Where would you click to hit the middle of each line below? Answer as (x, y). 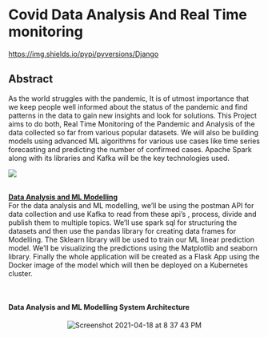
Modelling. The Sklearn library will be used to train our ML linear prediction (131, 239)
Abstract (31, 79)
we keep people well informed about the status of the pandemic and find (128, 106)
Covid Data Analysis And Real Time (128, 15)
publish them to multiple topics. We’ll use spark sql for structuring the (123, 223)
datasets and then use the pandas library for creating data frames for (122, 231)
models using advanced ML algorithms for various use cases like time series (134, 141)
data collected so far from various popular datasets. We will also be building (133, 132)
